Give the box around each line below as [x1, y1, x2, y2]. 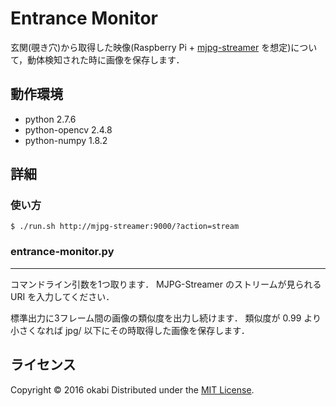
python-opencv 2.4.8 [24, 123, 113, 136]
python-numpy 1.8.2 [24, 134, 108, 146]
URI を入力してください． [10, 290, 115, 302]
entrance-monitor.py [10, 245, 115, 259]
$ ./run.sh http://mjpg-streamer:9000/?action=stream [10, 222, 240, 232]
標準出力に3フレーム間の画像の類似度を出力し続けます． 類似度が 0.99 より [10, 312, 322, 324]
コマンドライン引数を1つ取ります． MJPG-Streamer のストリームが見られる [10, 278, 322, 290]
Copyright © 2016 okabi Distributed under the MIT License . [10, 383, 255, 396]
